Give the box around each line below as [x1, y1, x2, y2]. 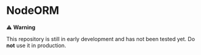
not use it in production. [6, 42, 67, 49]
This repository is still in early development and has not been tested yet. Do [6, 35, 196, 42]
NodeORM [6, 4, 60, 18]
